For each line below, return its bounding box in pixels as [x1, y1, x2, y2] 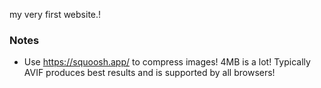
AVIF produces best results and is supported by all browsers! [23, 67, 276, 79]
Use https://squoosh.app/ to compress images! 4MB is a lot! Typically [23, 56, 311, 68]
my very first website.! [9, 9, 102, 20]
